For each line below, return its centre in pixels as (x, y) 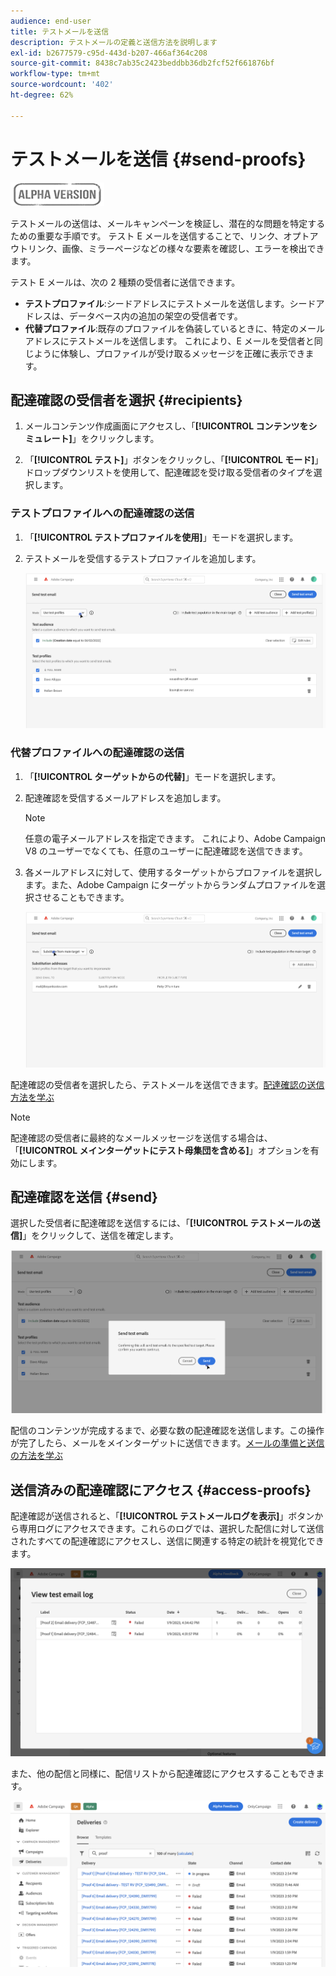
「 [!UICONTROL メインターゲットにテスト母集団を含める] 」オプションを (160, 1150)
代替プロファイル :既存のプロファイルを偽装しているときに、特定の (161, 328)
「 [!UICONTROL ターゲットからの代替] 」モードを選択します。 (153, 776)
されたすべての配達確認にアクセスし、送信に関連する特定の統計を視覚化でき (167, 1541)
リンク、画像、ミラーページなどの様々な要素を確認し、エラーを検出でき (176, 248)
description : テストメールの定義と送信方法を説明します (114, 42)
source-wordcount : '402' (62, 85)
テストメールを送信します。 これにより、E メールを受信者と (191, 341)
